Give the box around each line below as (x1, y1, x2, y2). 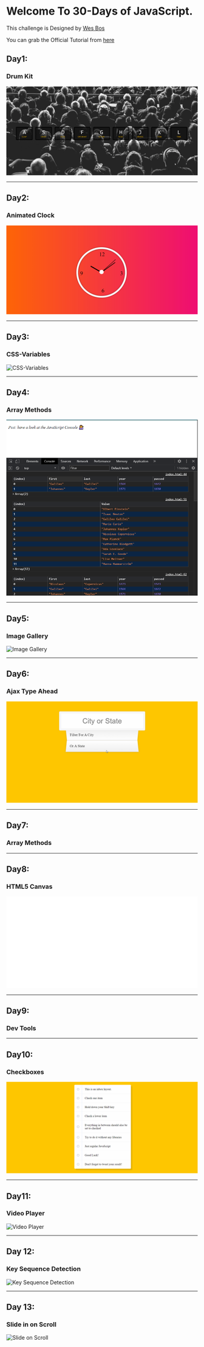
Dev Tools (6, 1024, 36, 1032)
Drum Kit (6, 72, 33, 80)
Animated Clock (6, 211, 55, 220)
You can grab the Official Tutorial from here (6, 36, 115, 43)
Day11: (6, 1191, 32, 1201)
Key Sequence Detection (6, 1265, 81, 1273)
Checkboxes (6, 1067, 44, 1076)
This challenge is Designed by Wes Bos (6, 24, 105, 32)
